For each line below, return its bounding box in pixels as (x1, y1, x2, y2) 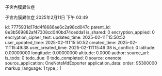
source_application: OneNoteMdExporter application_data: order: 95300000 (5, 60, 158, 66)
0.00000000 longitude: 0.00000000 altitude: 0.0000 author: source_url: (5, 50, 149, 56)
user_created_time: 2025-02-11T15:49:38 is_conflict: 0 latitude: (30, 45, 156, 50)
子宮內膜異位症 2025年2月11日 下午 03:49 (5, 15, 88, 20)
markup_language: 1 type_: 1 (5, 65, 62, 71)
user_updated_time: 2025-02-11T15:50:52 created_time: (5, 40, 116, 45)
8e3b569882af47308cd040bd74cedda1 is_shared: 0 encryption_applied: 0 (5, 30, 155, 35)
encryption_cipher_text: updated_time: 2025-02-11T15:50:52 (5, 34, 126, 40)
